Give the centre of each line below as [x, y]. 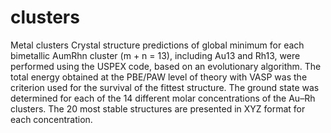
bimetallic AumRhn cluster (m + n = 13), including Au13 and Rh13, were [155, 55]
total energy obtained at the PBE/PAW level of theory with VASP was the [159, 77]
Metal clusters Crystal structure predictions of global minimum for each [157, 45]
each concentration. [51, 119]
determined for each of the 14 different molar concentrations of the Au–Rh [163, 98]
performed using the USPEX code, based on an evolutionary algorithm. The [166, 66]
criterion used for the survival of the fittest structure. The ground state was [165, 87]
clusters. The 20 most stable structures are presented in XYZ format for [158, 108]
